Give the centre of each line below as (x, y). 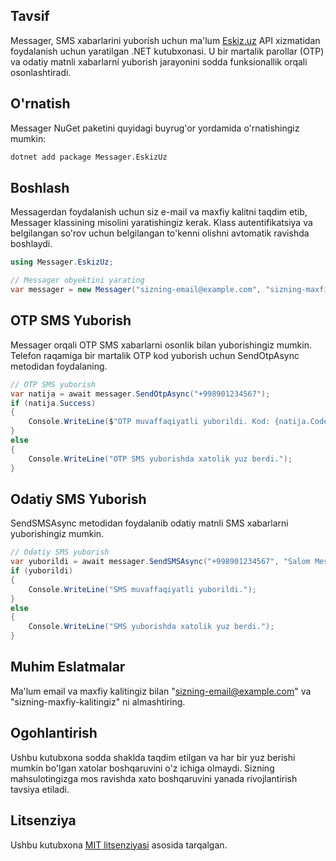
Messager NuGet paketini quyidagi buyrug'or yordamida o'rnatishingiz (155, 128)
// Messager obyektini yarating (77, 280)
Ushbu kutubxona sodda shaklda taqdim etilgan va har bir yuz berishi (153, 757)
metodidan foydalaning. (59, 366)
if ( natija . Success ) (53, 403)
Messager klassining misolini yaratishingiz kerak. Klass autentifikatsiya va (161, 223)
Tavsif (30, 16)
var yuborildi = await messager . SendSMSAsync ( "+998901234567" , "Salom (160, 562)
